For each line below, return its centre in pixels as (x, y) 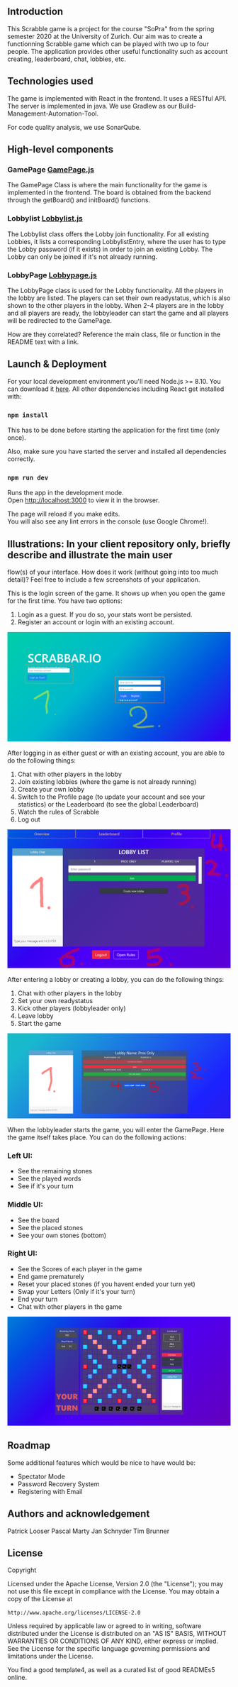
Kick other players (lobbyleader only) (72, 1008)
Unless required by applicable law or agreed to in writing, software (104, 1626)
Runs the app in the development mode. (66, 493)
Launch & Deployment (57, 364)
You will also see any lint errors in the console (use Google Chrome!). (108, 521)
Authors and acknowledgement (79, 1514)
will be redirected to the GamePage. (59, 320)
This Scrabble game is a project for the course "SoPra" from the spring (111, 28)
